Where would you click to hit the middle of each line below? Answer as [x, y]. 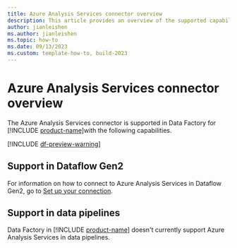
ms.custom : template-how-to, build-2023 [68, 54]
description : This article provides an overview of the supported [107, 20]
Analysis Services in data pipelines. [59, 237]
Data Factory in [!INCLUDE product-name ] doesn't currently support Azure [116, 230]
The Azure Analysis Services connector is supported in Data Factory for [112, 123]
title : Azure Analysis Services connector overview [85, 14]
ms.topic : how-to [33, 40]
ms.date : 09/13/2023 [38, 47]
